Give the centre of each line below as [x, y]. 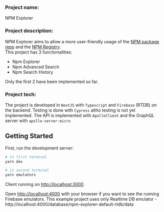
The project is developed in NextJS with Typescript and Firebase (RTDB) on [81, 105]
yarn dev [14, 161]
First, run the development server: [39, 148]
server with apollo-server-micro [38, 121]
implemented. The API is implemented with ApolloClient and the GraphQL [80, 115]
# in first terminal [26, 157]
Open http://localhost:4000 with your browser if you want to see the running [82, 194]
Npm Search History [33, 72]
